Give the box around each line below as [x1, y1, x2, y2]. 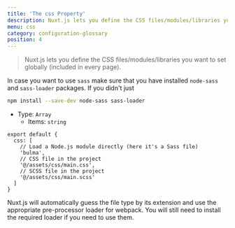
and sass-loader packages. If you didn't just [7, 84, 134, 92]
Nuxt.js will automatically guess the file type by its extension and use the [7, 199, 217, 206]
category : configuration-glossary [7, 29, 108, 37]
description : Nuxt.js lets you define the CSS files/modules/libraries [7, 17, 220, 24]
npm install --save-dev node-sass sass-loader [7, 97, 145, 105]
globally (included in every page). [24, 63, 121, 71]
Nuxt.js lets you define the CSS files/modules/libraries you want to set [24, 55, 227, 64]
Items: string [27, 117, 66, 126]
